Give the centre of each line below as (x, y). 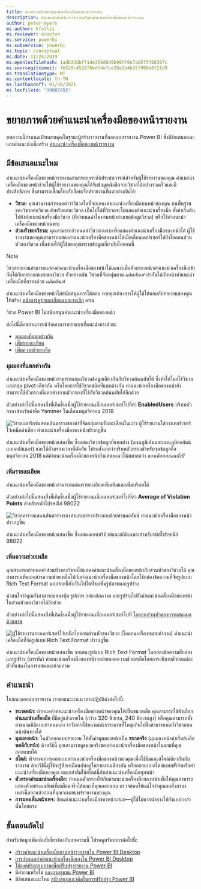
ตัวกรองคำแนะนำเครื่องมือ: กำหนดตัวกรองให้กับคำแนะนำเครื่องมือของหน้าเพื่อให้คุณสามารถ (104, 779)
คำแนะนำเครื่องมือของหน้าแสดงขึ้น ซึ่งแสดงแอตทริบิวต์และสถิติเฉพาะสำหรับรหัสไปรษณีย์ (92, 534)
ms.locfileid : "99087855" (38, 90)
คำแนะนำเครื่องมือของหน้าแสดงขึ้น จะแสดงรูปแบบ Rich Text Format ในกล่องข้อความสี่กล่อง (99, 652)
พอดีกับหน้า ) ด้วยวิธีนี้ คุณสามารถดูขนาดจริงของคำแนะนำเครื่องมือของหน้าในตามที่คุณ (98, 745)
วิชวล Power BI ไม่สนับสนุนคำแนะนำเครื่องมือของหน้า (61, 312)
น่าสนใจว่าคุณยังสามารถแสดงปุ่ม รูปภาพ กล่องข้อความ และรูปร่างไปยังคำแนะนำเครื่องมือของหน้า (99, 595)
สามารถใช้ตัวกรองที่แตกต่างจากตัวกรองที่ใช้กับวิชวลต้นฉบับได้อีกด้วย (73, 392)
